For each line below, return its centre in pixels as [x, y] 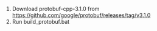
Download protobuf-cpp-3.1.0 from [56, 9]
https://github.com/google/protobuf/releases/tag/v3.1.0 [81, 15]
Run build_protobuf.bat [41, 22]
